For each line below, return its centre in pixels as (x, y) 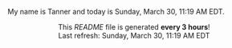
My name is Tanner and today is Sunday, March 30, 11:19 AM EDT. (116, 12)
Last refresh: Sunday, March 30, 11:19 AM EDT (134, 36)
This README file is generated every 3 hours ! (134, 27)
